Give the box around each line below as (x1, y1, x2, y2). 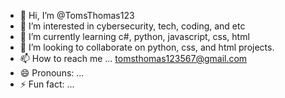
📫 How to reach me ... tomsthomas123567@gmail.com (19, 53, 248, 64)
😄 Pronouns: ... (19, 67, 85, 79)
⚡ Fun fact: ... (19, 78, 75, 90)
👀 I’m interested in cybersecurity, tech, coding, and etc (19, 20, 246, 32)
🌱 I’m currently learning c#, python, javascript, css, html (19, 31, 250, 42)
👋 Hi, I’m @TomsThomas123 (19, 10, 135, 21)
